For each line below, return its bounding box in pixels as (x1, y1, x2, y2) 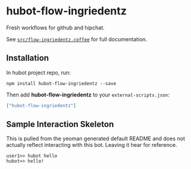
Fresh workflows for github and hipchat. (6, 24, 105, 31)
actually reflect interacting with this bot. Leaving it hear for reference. (6, 141, 178, 149)
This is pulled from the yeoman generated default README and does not (6, 135, 186, 142)
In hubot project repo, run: (6, 69, 71, 76)
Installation (6, 53, 49, 64)
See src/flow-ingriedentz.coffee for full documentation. (6, 35, 148, 43)
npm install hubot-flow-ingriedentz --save (6, 80, 117, 86)
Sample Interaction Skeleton (6, 119, 114, 129)
